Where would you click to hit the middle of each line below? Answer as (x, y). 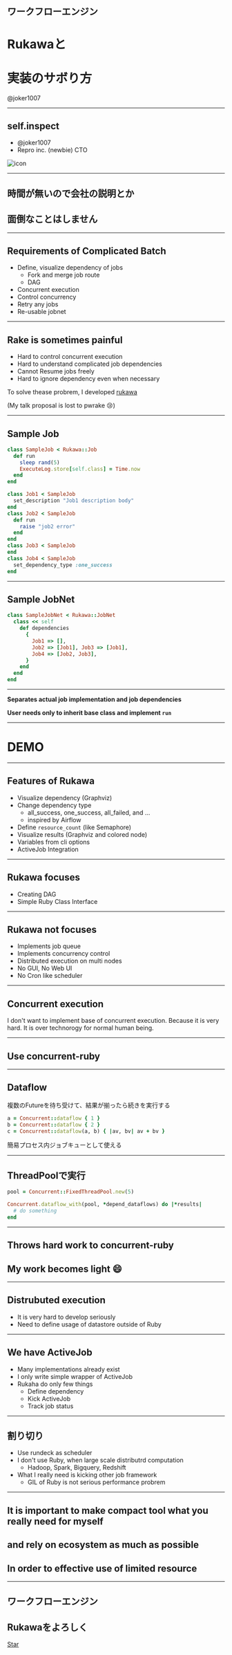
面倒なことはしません (52, 219)
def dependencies (45, 628)
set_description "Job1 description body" (74, 501)
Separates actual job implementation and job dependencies (94, 699)
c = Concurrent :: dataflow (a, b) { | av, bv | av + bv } (86, 1131)
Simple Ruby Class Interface (57, 901)
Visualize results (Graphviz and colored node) (82, 834)
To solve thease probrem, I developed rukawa (72, 392)
